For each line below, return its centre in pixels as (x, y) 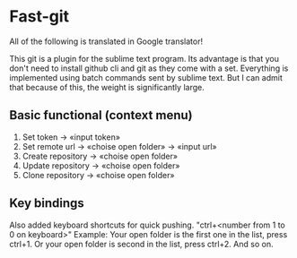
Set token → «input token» (71, 137)
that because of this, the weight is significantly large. (107, 87)
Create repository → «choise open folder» (100, 156)
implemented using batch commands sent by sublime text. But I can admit (146, 77)
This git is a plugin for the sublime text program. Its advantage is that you (144, 58)
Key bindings (47, 203)
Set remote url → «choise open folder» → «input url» (119, 146)
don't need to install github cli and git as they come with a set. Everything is (149, 68)
